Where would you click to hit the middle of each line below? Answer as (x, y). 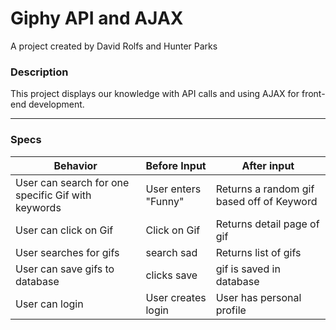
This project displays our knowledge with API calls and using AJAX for (155, 94)
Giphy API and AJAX (97, 18)
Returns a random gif (265, 189)
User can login (49, 304)
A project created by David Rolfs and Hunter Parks (114, 46)
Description (39, 72)
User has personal (258, 297)
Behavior (75, 165)
